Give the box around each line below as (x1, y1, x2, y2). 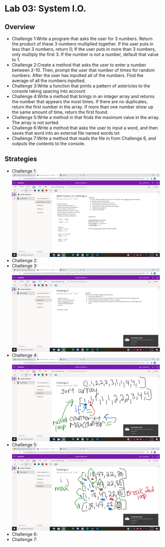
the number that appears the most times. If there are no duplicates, (11, 99, 148, 104)
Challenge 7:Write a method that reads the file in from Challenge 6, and (11, 135, 156, 141)
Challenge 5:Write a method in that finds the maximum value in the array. (11, 115, 160, 120)
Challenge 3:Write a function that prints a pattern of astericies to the (11, 83, 151, 89)
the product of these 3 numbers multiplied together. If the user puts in (11, 41, 154, 47)
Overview (4, 23, 35, 31)
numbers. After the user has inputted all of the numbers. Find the (11, 73, 144, 78)
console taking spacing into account (11, 88, 86, 94)
